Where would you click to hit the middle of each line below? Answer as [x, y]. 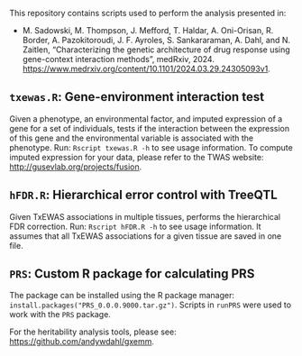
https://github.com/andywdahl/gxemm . [82, 342]
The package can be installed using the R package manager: [122, 296]
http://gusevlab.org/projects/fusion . [76, 167]
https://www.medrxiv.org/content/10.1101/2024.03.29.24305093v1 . [146, 68]
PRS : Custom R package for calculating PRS [132, 274]
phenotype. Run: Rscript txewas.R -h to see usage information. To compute [151, 147]
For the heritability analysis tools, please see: [93, 332]
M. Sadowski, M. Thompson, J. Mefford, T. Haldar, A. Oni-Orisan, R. [148, 30]
